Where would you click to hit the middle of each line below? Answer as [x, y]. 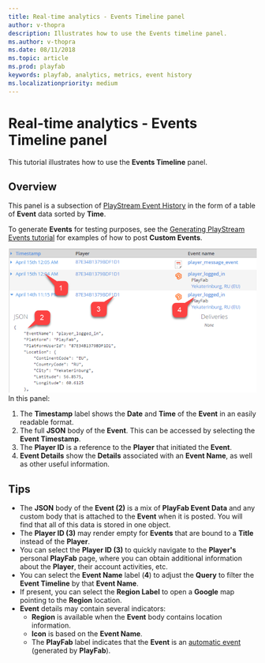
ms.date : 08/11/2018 [42, 50]
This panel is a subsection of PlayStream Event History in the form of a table [132, 206]
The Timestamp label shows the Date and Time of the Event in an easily [138, 414]
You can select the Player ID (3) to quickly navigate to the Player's [128, 549]
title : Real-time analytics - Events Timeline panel [97, 17]
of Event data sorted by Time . [57, 214]
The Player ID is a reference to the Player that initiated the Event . [126, 448]
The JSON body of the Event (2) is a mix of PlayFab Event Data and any [137, 508]
